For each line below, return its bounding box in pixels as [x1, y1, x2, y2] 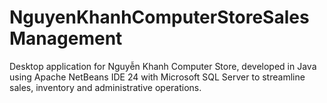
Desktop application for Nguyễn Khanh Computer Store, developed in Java [9, 60, 317, 72]
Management [9, 27, 123, 50]
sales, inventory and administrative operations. [9, 81, 202, 93]
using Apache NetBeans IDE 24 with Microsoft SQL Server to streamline [9, 71, 306, 83]
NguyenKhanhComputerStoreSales [9, 6, 310, 29]
